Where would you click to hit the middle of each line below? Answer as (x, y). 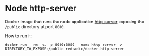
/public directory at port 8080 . (35, 26)
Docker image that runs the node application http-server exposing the (75, 22)
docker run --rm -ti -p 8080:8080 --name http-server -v (64, 45)
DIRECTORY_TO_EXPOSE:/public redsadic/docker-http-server (65, 49)
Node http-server (41, 8)
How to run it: (19, 36)
